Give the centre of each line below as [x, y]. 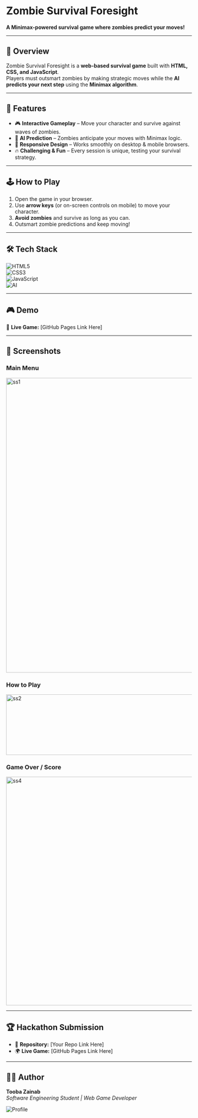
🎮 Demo [22, 310]
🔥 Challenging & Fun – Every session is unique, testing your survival [98, 150]
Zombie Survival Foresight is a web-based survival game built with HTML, [97, 66]
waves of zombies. [37, 132]
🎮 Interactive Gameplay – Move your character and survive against [98, 123]
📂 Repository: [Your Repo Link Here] [59, 1045]
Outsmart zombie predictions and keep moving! [72, 224]
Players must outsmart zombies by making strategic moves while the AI [93, 78]
